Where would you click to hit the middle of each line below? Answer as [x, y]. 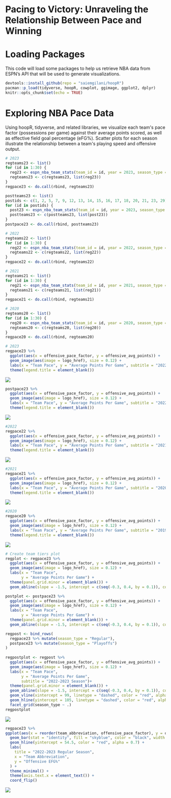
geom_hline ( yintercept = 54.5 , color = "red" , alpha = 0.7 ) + [77, 742]
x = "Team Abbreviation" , [42, 757]
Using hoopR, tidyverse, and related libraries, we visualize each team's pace [85, 127]
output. [13, 149]
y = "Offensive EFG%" [37, 761]
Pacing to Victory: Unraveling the [77, 9]
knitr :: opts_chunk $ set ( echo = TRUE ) [44, 93]
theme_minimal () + [30, 771]
